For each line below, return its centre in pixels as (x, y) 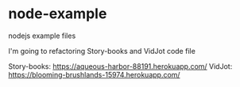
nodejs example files (42, 36)
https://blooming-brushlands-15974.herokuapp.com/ (94, 74)
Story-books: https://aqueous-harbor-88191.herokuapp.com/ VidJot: (120, 66)
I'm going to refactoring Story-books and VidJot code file (102, 51)
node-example (58, 14)
